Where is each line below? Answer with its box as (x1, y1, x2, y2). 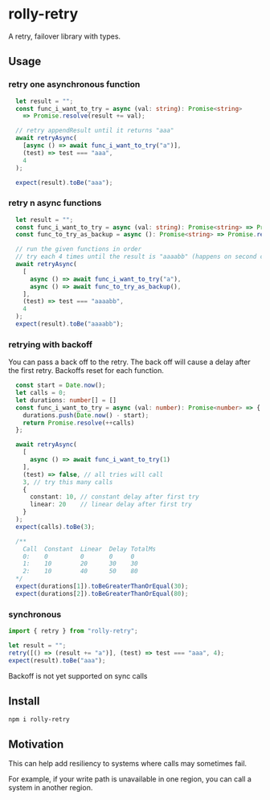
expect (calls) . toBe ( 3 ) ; (15, 523, 95, 531)
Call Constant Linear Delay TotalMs (22, 544, 157, 553)
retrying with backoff (8, 338, 93, 350)
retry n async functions (8, 198, 102, 209)
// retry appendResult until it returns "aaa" (15, 126, 174, 135)
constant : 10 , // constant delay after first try (29, 493, 199, 501)
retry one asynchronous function (8, 79, 141, 90)
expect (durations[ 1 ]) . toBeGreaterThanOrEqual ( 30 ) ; (15, 582, 189, 591)
